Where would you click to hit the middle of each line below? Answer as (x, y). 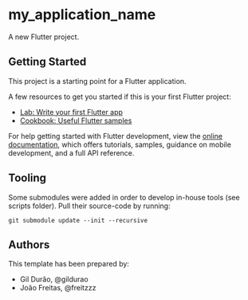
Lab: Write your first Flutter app (71, 112)
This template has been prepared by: (69, 264)
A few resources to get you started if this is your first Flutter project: (120, 97)
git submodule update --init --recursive (78, 220)
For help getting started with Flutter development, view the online (116, 136)
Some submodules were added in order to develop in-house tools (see (124, 197)
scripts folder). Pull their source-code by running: (89, 206)
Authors (29, 245)
